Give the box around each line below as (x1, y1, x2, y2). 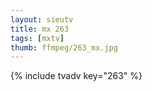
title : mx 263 (10, 24, 70, 34)
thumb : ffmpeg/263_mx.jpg (10, 42, 118, 53)
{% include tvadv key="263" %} (10, 70, 143, 82)
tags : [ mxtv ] (10, 33, 65, 43)
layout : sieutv (10, 14, 74, 25)
